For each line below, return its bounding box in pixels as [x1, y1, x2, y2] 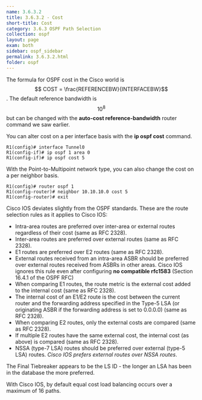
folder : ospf [6, 59, 39, 65]
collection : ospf [6, 31, 50, 37]
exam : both [6, 43, 34, 49]
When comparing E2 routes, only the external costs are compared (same [14, 319, 196, 326]
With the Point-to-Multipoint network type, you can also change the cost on [6, 165, 194, 173]
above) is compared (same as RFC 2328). [14, 338, 119, 346]
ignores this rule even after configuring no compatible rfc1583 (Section [14, 268, 193, 275]
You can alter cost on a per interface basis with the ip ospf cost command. [6, 133, 192, 140]
